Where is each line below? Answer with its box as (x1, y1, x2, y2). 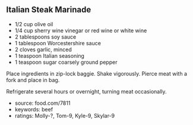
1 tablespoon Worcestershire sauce (14, 39, 101, 46)
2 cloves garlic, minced (14, 46, 72, 53)
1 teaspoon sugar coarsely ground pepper (14, 58, 118, 65)
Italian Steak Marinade (6, 5, 91, 15)
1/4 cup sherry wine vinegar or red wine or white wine (14, 27, 147, 34)
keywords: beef (14, 105, 53, 112)
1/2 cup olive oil (14, 20, 53, 27)
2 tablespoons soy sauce (14, 33, 77, 40)
